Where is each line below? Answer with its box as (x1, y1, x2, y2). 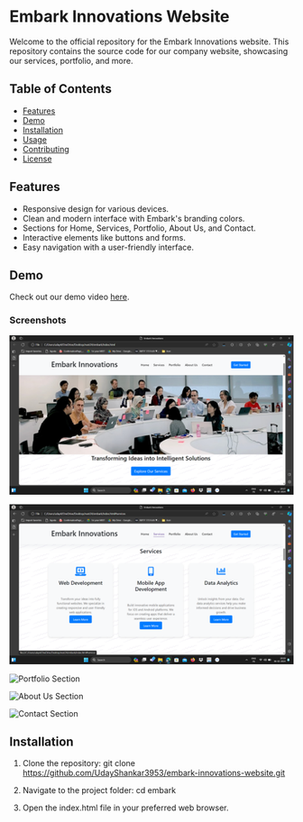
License (22, 153, 52, 164)
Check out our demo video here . (9, 291, 130, 303)
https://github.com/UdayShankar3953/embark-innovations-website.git (22, 768, 286, 779)
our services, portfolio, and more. (9, 55, 133, 66)
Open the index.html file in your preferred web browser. (22, 802, 229, 813)
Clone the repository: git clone (22, 758, 135, 769)
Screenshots (9, 314, 67, 326)
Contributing (22, 143, 69, 154)
